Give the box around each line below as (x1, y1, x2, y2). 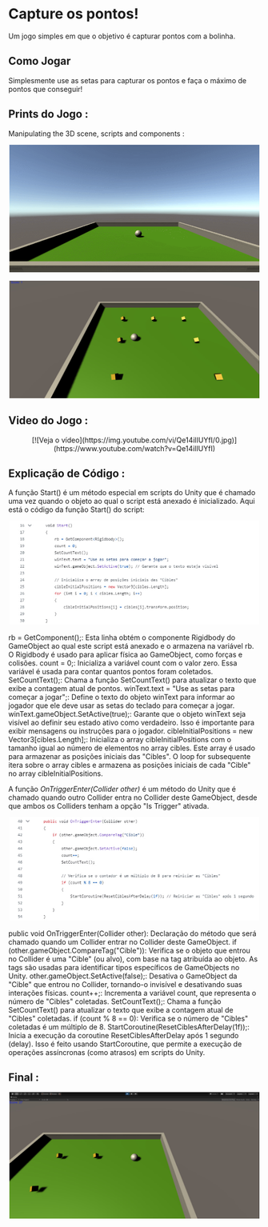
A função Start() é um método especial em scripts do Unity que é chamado (8, 488, 256, 498)
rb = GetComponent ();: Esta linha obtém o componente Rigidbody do (8, 633, 236, 642)
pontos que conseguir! (8, 84, 83, 94)
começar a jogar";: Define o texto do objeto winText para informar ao (8, 693, 235, 702)
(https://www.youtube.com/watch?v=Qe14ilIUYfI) (53, 443, 216, 453)
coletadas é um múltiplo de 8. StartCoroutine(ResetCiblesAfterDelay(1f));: (8, 1021, 250, 1032)
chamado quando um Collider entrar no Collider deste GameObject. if (8, 937, 238, 946)
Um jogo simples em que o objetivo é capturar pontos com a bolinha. (8, 31, 236, 41)
